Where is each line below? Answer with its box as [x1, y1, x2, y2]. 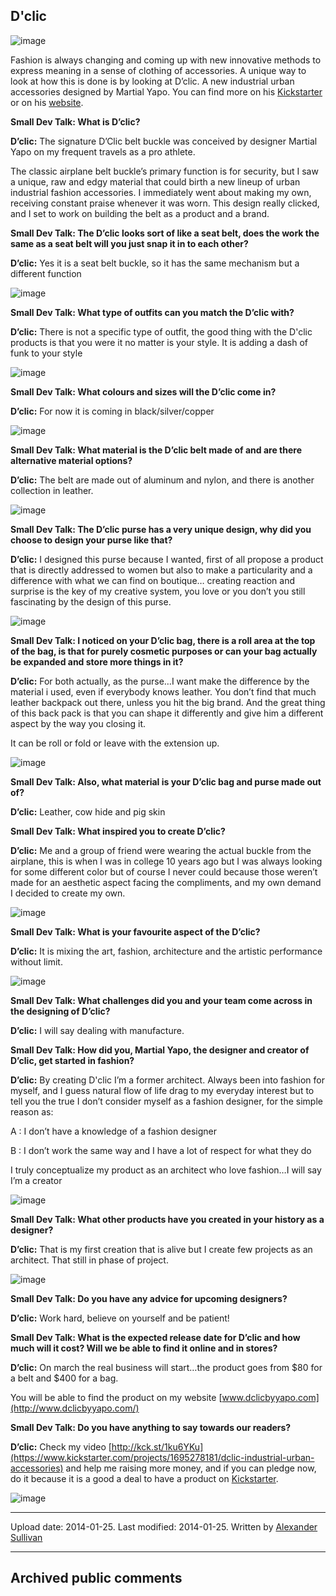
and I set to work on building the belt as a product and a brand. [10, 207, 270, 219]
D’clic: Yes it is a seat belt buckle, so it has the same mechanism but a [10, 257, 300, 269]
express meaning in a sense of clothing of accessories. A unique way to [10, 64, 307, 76]
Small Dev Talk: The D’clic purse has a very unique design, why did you [10, 523, 312, 535]
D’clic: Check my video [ [10, 1440, 112, 1453]
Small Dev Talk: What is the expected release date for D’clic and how [10, 1331, 301, 1343]
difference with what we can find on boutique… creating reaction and [10, 574, 296, 586]
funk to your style [10, 347, 83, 359]
